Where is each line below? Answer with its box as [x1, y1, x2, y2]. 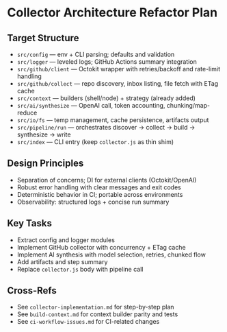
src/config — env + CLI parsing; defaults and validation [16, 50, 175, 58]
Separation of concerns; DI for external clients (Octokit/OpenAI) [16, 176, 197, 184]
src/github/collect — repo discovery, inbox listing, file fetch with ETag [16, 80, 219, 87]
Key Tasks [7, 217, 53, 229]
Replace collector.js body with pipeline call [16, 265, 144, 273]
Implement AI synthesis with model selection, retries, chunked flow [16, 250, 206, 259]
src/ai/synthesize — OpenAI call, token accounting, [16, 102, 165, 109]
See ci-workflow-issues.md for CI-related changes [16, 318, 160, 326]
